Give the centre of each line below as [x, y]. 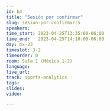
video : [14, 94]
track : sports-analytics [37, 77]
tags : [13, 83]
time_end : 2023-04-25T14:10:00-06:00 [55, 39]
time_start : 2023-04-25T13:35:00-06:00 [55, 34]
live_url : [18, 72]
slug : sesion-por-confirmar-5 [43, 22]
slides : [16, 89]
